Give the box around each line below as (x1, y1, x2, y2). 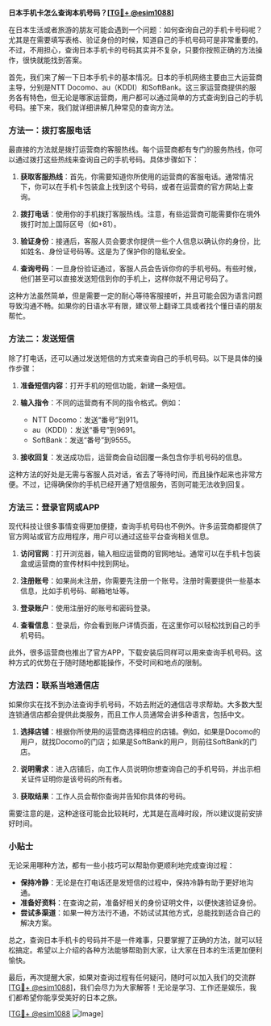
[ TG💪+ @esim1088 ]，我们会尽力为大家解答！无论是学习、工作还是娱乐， (8, 982, 250, 992)
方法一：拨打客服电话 (8, 124, 91, 136)
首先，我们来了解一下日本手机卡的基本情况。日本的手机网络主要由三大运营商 (8, 73, 263, 82)
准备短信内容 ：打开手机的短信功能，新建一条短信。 (19, 380, 190, 390)
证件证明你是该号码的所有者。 (27, 774, 127, 784)
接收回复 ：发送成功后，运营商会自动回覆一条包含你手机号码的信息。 (19, 452, 247, 462)
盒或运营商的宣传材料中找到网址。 (19, 559, 134, 568)
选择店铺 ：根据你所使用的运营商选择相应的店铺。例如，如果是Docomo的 (19, 727, 261, 737)
